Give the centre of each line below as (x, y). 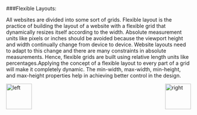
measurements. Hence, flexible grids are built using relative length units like (98, 57)
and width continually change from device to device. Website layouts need (96, 44)
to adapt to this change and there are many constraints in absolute (86, 51)
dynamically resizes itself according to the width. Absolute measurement (94, 32)
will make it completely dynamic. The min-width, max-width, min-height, (94, 69)
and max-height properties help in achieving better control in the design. (94, 76)
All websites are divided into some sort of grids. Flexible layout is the (89, 20)
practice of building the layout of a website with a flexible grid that (86, 26)
